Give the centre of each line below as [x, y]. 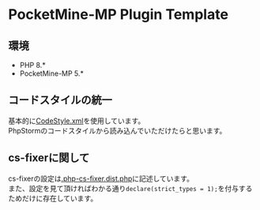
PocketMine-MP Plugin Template [119, 15]
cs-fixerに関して [49, 158]
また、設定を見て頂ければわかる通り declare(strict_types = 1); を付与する [130, 188]
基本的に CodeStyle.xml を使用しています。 [77, 121]
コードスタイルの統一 [60, 100]
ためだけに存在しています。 [53, 198]
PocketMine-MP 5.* [52, 73]
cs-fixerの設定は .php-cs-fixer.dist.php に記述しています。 [101, 178]
